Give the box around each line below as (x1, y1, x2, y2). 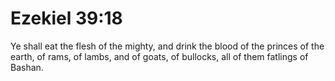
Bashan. (10, 61, 44, 73)
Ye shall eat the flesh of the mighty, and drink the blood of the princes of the (10, 40, 325, 52)
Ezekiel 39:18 (10, 7, 123, 30)
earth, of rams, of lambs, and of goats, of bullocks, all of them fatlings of (10, 50, 309, 62)
